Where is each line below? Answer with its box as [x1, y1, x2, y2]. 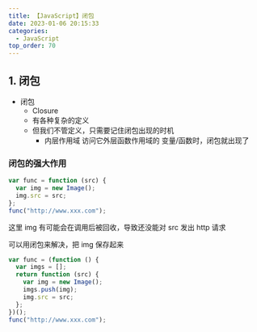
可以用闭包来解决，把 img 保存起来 [8, 239, 124, 249]
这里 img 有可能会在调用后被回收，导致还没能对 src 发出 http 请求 [8, 222, 226, 232]
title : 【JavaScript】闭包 [8, 11, 95, 20]
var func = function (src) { [8, 177, 107, 185]
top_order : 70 [8, 42, 57, 50]
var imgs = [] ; [15, 263, 67, 271]
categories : [8, 27, 48, 35]
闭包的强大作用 [8, 158, 67, 169]
